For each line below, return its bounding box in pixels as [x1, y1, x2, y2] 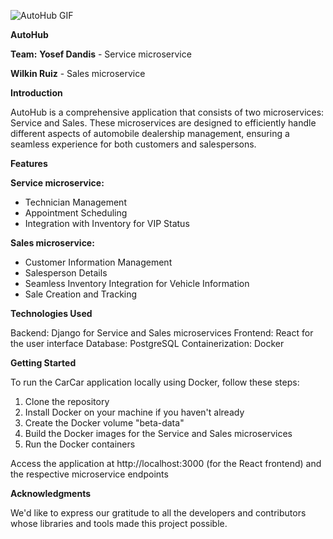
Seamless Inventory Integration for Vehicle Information [24, 278, 250, 289]
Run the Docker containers [24, 438, 136, 450]
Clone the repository [24, 396, 110, 407]
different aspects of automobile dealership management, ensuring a [10, 128, 290, 139]
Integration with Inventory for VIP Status [24, 218, 190, 229]
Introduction [10, 87, 63, 99]
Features [10, 158, 48, 169]
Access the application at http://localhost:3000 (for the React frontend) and [10, 458, 322, 469]
